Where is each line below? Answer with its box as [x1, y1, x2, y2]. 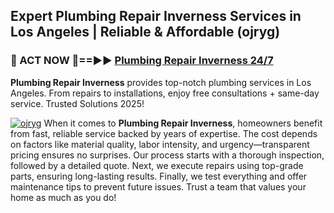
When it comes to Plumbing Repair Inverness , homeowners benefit [43, 117, 323, 129]
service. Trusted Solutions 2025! [10, 97, 145, 109]
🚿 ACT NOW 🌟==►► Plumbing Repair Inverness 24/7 [10, 54, 274, 68]
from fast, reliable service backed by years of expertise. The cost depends [10, 127, 318, 139]
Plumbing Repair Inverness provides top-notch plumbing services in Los [10, 76, 312, 88]
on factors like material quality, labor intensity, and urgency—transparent [10, 138, 310, 150]
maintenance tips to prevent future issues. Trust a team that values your [10, 180, 307, 193]
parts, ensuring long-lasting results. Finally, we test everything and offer [10, 170, 308, 182]
